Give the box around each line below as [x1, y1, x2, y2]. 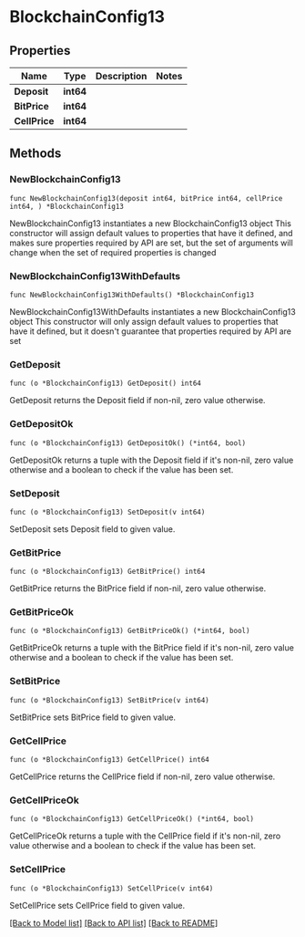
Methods [9, 146, 62, 161]
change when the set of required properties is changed [9, 246, 217, 257]
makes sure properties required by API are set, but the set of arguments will [9, 237, 293, 248]
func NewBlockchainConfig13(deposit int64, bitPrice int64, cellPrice [9, 193, 283, 203]
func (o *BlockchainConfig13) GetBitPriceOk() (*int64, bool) [9, 627, 250, 636]
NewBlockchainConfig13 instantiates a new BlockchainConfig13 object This [9, 217, 291, 229]
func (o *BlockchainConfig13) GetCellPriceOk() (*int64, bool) [9, 815, 255, 824]
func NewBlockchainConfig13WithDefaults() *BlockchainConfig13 [9, 290, 255, 299]
